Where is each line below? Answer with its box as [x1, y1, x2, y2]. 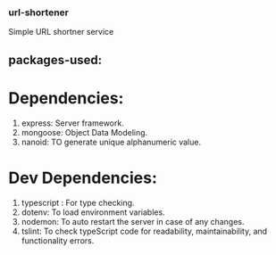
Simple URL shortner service [8, 27, 114, 37]
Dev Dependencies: [8, 168, 158, 188]
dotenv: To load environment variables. [21, 207, 166, 218]
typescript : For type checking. [21, 197, 135, 208]
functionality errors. [21, 234, 95, 246]
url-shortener [8, 6, 69, 19]
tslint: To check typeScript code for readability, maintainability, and [21, 226, 268, 236]
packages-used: [8, 52, 103, 68]
